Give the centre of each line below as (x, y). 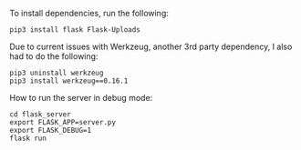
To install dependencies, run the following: (89, 13)
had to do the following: (54, 56)
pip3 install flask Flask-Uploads (75, 30)
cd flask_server (40, 115)
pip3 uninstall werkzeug (57, 73)
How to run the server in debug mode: (81, 98)
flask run (28, 138)
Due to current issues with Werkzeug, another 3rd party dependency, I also (151, 46)
